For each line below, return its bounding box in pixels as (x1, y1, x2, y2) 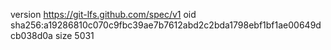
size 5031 (54, 30, 95, 41)
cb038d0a (10, 30, 53, 41)
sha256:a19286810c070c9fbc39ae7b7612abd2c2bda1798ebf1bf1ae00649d (10, 19, 322, 31)
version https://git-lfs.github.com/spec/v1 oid (10, 9, 197, 20)
